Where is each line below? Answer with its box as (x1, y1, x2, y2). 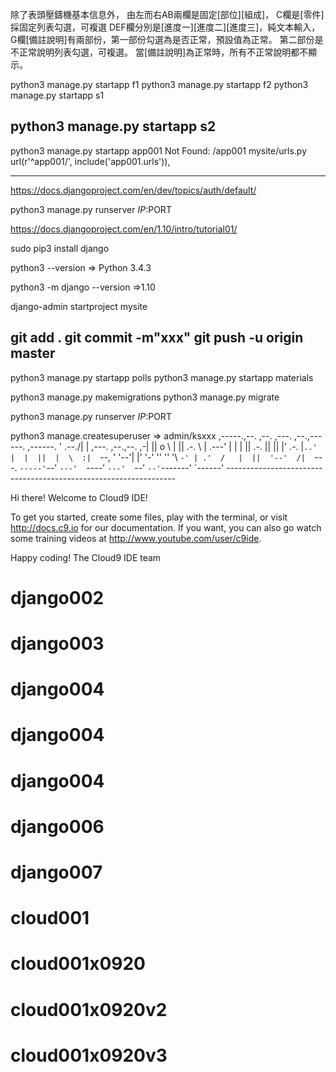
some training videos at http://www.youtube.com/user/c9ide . (10, 532, 262, 544)
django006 (10, 815, 105, 838)
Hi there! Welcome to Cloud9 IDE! (10, 491, 148, 503)
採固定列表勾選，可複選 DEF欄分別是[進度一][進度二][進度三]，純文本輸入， (10, 21, 321, 33)
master (10, 345, 56, 362)
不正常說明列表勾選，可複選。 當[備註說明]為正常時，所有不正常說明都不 (10, 46, 309, 58)
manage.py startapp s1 (10, 89, 105, 101)
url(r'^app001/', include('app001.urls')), (10, 155, 171, 167)
